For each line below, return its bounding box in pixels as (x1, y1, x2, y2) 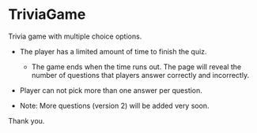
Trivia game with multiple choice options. (8, 31, 142, 41)
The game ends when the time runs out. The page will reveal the (31, 61, 242, 72)
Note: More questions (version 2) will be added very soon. (19, 101, 210, 110)
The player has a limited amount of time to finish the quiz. (19, 46, 207, 56)
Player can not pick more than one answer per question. (19, 85, 203, 95)
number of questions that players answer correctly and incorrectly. (31, 70, 250, 79)
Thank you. (8, 116, 45, 125)
